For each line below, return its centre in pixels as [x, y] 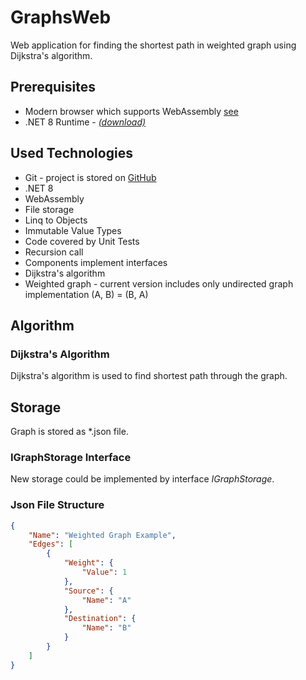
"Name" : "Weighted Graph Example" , [102, 535]
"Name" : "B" [106, 628]
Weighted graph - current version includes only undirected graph [159, 283]
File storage [49, 209]
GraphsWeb [61, 17]
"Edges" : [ [51, 544]
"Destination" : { [100, 619]
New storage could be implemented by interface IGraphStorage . [142, 479]
